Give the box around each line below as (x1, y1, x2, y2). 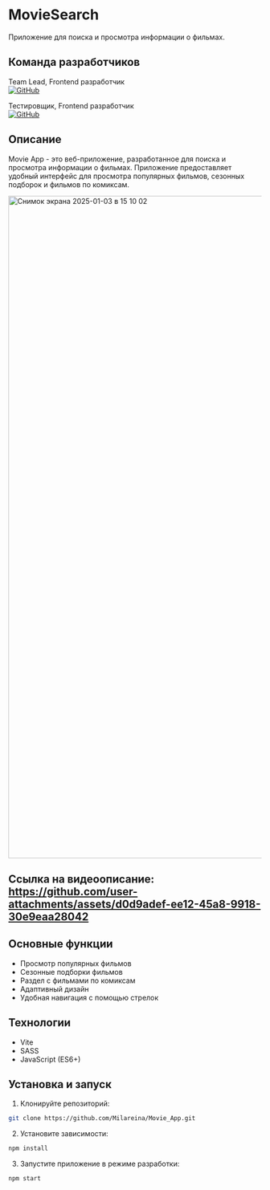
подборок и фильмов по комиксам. (8, 179, 130, 190)
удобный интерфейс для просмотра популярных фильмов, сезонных (8, 171, 245, 181)
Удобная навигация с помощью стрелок (19, 992, 159, 1002)
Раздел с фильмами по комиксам (19, 976, 136, 985)
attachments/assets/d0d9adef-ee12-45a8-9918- (8, 897, 261, 911)
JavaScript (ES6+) (19, 1054, 81, 1064)
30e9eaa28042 (8, 910, 89, 923)
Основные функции (8, 937, 113, 951)
